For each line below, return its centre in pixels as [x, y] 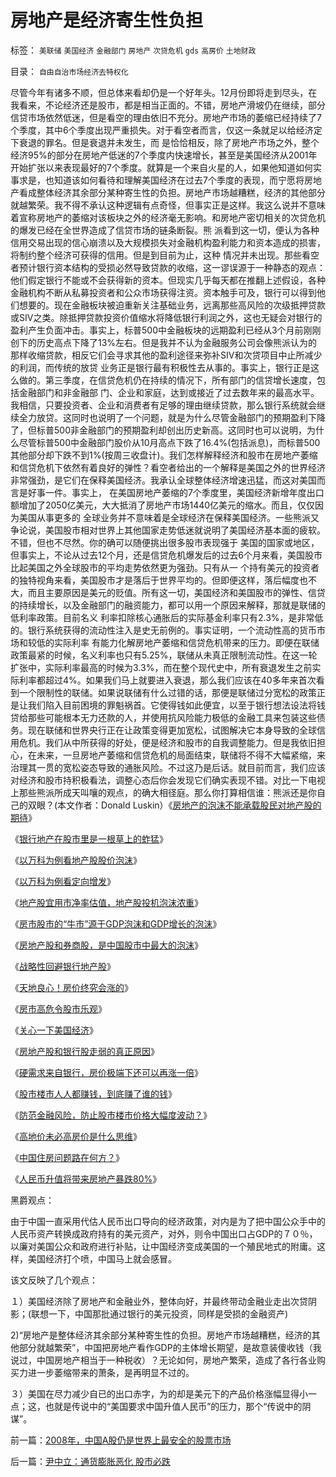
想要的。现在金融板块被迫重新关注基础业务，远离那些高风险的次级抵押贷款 [172, 305]
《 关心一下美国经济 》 [54, 1030]
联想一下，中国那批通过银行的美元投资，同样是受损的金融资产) [160, 1313]
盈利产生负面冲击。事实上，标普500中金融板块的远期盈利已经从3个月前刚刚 [166, 330]
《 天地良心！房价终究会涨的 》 [71, 987]
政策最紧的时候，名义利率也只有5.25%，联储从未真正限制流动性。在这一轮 [164, 655]
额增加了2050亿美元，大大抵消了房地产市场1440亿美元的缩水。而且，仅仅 [163, 505]
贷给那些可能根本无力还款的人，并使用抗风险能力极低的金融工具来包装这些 [163, 717]
